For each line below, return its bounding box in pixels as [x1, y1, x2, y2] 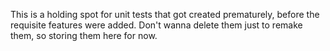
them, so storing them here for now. [10, 30, 158, 41]
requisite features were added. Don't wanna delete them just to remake [10, 19, 303, 31]
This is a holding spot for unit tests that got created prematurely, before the [10, 9, 320, 20]
